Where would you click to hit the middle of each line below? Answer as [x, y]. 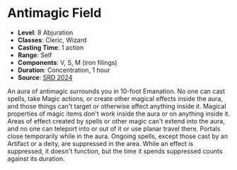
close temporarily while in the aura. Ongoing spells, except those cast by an [118, 136]
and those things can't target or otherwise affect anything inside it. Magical [117, 106]
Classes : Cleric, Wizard [52, 40]
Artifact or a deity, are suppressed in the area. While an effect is [100, 143]
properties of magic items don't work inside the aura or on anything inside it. [119, 114]
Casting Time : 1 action [51, 47]
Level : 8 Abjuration [45, 32]
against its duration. [36, 158]
